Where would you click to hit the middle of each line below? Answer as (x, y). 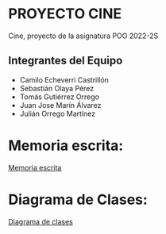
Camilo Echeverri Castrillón (64, 79)
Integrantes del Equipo (66, 61)
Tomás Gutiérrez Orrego (59, 97)
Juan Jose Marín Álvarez (60, 105)
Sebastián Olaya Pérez (57, 88)
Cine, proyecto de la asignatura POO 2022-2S (83, 36)
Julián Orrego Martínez (58, 113)
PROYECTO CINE (65, 14)
